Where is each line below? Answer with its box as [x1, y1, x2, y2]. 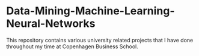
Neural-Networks [6, 17, 96, 30]
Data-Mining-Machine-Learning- [6, 4, 176, 18]
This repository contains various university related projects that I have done [6, 36, 194, 43]
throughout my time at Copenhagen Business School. [6, 43, 138, 50]
